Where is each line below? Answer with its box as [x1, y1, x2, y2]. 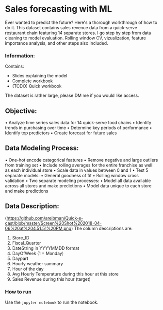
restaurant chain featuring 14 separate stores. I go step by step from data [5, 30, 151, 36]
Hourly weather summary [12, 260, 63, 266]
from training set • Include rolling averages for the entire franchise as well [5, 162, 153, 168]
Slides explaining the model [12, 73, 67, 79]
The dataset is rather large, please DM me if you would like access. [5, 92, 139, 98]
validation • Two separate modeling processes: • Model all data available [5, 178, 151, 183]
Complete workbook [12, 78, 53, 84]
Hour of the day [12, 266, 44, 272]
